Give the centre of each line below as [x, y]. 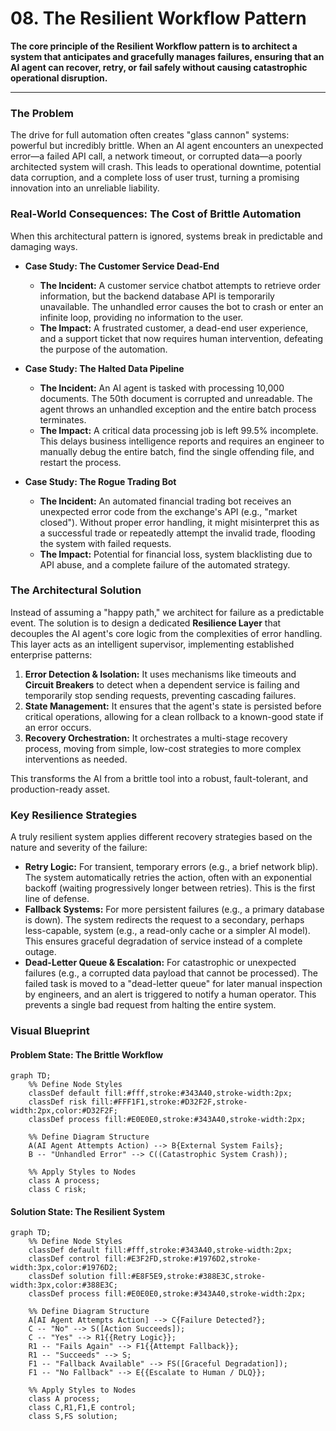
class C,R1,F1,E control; [82, 1408]
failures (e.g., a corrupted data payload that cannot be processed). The [171, 973]
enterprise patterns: [51, 654]
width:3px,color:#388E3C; [64, 1285]
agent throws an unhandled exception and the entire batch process [178, 409]
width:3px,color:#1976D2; [64, 1268]
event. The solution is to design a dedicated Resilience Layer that [146, 623]
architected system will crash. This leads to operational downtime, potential [166, 167]
